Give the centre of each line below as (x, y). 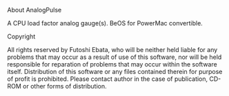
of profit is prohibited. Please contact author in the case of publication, (108, 79)
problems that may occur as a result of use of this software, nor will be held (114, 57)
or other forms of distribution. (65, 86)
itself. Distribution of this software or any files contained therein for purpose (115, 72)
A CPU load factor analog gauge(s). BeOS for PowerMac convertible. (105, 23)
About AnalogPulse (34, 10)
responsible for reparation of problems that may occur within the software (112, 64)
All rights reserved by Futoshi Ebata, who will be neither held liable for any (112, 50)
